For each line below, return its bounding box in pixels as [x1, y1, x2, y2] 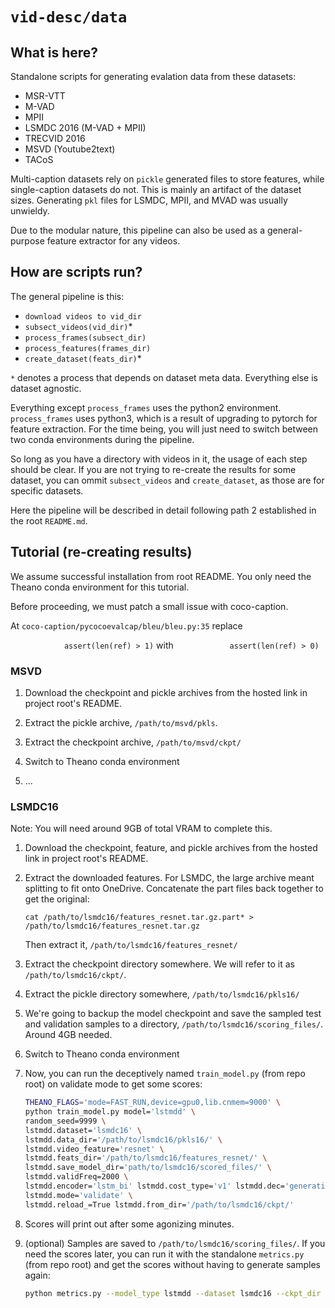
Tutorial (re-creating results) [10, 544, 193, 561]
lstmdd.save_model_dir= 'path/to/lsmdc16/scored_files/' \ [24, 1163, 272, 1173]
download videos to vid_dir [24, 311, 142, 322]
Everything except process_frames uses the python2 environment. [10, 401, 282, 413]
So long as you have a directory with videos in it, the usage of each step [10, 453, 308, 465]
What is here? [10, 44, 99, 61]
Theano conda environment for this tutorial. [10, 581, 190, 593]
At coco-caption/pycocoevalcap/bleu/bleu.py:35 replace [10, 619, 243, 632]
